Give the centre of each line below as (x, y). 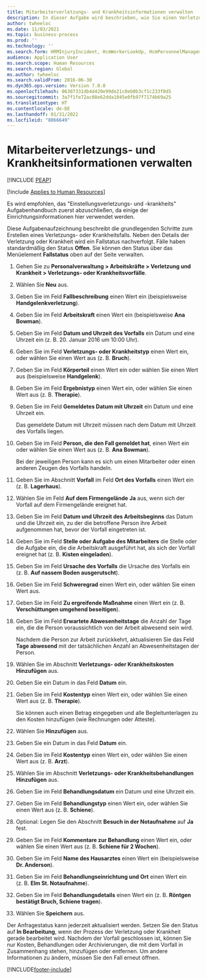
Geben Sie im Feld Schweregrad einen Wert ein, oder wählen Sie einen (105, 585)
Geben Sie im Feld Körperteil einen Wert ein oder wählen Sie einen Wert (107, 370)
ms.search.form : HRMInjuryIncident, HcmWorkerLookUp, (77, 52)
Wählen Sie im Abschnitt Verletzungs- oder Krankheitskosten (94, 664)
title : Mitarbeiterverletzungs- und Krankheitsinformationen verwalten (100, 12)
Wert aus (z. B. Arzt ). (42, 761)
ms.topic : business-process (43, 35)
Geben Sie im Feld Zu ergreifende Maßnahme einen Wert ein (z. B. (100, 603)
